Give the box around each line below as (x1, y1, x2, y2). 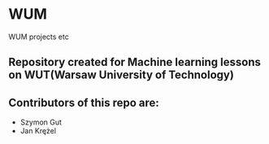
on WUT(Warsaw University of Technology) (8, 68, 234, 82)
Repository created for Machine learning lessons (8, 55, 262, 69)
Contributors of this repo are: (8, 95, 160, 110)
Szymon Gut (20, 117, 63, 127)
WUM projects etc (8, 32, 69, 41)
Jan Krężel (20, 126, 57, 136)
